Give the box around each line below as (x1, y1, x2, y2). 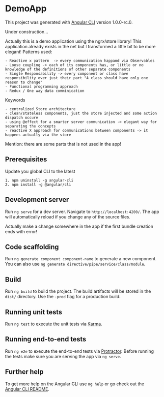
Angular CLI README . (5, 386, 50, 392)
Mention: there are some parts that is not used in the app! (5, 141, 121, 147)
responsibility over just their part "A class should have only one (5, 75, 148, 80)
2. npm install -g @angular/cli (5, 182, 71, 187)
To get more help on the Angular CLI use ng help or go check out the (5, 381, 144, 387)
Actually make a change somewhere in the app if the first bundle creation (5, 223, 154, 229)
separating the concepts (5, 123, 56, 128)
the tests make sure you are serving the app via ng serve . (5, 353, 121, 359)
